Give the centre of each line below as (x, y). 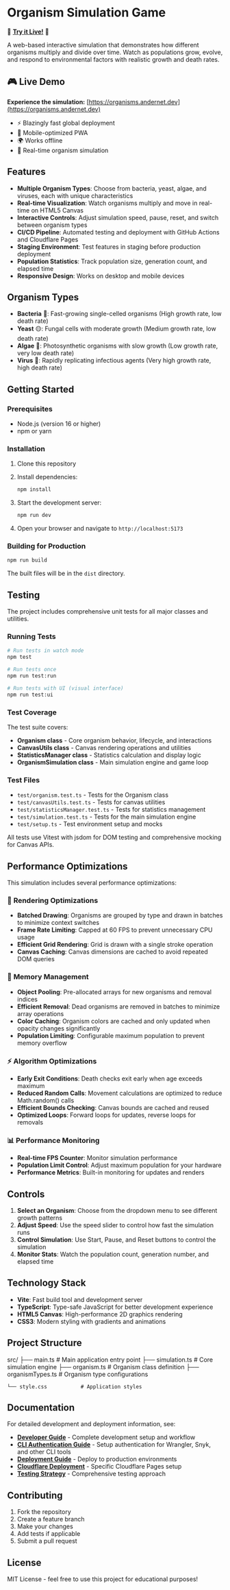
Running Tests (31, 637)
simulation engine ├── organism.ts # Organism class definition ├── (103, 1366)
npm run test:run (32, 676)
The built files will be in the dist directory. (66, 573)
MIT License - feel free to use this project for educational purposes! (103, 1579)
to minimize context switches (58, 923)
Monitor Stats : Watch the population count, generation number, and (113, 1254)
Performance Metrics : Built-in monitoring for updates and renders (111, 1172)
